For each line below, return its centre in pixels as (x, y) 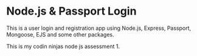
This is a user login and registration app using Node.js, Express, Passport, (99, 28)
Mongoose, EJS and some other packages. (60, 34)
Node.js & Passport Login (71, 11)
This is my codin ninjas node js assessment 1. (63, 46)
